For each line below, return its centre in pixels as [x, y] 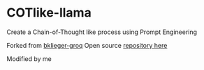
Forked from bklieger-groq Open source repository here [87, 45]
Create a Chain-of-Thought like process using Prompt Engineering [102, 32]
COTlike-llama [49, 13]
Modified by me [29, 59]
